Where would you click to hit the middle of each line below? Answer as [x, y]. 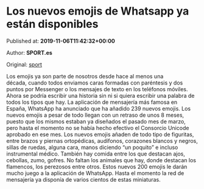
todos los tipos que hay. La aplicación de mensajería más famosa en [92, 102]
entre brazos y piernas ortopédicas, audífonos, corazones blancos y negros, [102, 140]
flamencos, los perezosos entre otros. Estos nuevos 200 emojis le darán [97, 167]
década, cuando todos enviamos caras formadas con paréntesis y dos [95, 83]
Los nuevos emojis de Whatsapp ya [98, 11]
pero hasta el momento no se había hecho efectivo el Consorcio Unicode [98, 128]
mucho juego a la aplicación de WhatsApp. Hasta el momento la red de [95, 173]
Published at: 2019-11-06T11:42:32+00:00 [61, 41]
